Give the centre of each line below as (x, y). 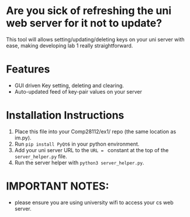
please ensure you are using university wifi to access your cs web (94, 202)
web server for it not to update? (84, 23)
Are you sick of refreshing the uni (89, 11)
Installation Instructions (65, 116)
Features (28, 69)
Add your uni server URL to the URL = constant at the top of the (91, 150)
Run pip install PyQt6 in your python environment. (77, 144)
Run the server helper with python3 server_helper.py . (79, 163)
